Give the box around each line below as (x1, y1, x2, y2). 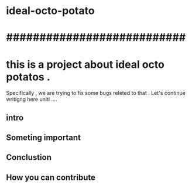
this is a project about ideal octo (6, 57, 165, 71)
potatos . (6, 70, 51, 83)
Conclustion (6, 152, 52, 162)
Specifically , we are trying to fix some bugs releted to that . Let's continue (6, 90, 186, 97)
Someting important (6, 133, 81, 143)
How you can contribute (6, 172, 95, 182)
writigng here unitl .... (6, 95, 57, 103)
